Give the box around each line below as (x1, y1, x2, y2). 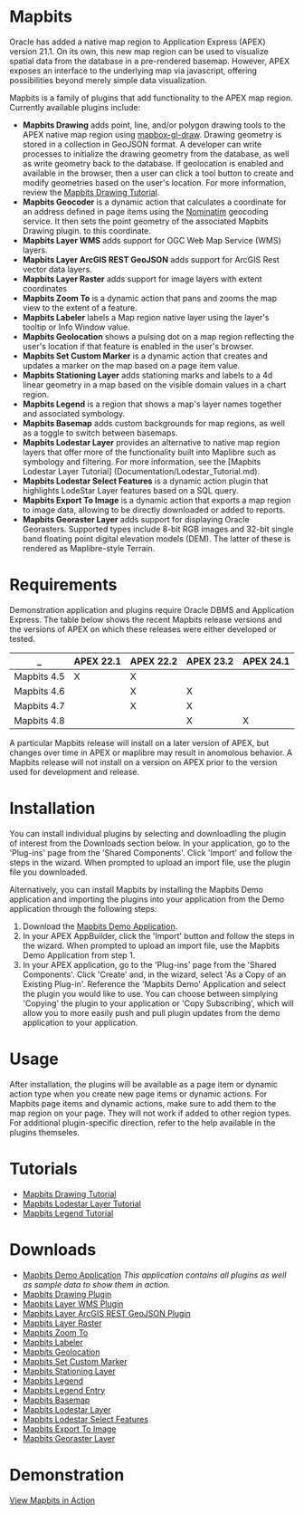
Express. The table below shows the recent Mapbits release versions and (9, 614, 282, 625)
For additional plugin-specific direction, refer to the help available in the (9, 1116, 276, 1128)
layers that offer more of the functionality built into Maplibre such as (22, 446, 277, 457)
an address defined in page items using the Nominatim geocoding (22, 206, 269, 216)
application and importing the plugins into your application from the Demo (9, 894, 285, 905)
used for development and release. (9, 766, 140, 777)
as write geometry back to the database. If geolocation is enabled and (22, 158, 284, 168)
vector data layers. (22, 264, 92, 274)
